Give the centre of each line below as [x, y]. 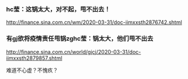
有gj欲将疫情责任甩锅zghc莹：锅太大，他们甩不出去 [80, 39]
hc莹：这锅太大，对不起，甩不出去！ [58, 9]
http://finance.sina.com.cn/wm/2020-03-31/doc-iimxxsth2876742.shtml [94, 22]
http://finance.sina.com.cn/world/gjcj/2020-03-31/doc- [74, 51]
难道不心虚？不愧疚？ [32, 70]
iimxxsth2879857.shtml [34, 58]
